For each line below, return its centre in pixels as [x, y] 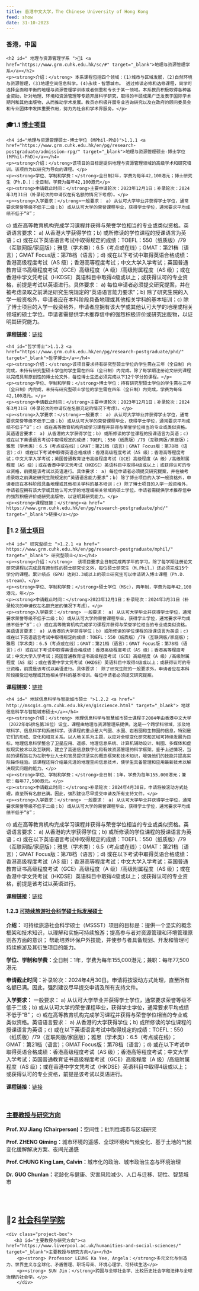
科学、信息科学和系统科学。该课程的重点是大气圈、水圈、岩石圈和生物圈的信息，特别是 [101, 731]
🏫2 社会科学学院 [36, 1220]
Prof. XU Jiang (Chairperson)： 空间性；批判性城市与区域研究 [81, 1129]
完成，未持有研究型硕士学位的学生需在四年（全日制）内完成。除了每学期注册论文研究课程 [99, 370]
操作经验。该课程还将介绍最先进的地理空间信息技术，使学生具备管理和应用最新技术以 [99, 762]
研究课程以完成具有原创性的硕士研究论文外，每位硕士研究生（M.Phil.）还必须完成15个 [97, 568]
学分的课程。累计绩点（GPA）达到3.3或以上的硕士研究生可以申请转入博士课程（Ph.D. [96, 575]
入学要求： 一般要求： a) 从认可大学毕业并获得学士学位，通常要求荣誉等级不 [99, 1000]
